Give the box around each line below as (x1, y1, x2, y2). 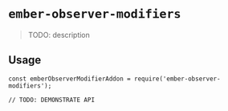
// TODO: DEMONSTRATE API (8, 96, 95, 104)
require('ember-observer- (133, 75, 221, 83)
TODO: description (27, 30, 91, 39)
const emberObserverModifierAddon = (8, 75, 131, 83)
